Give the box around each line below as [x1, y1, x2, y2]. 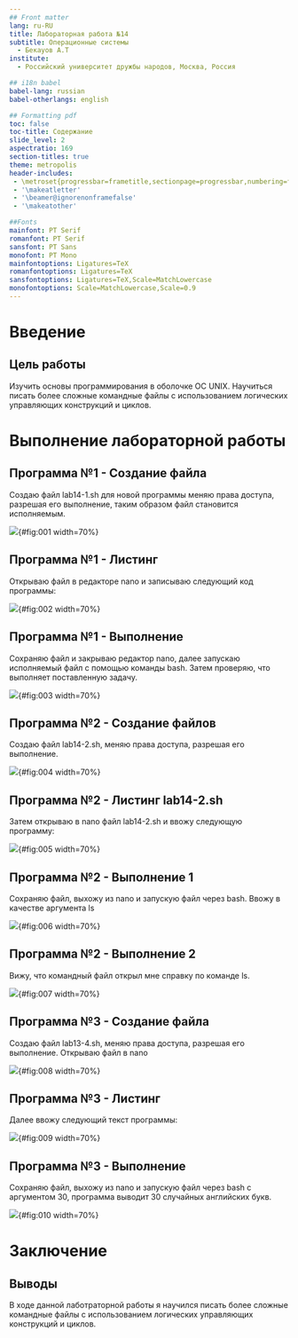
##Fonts [9, 218, 38, 227]
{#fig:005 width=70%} [18, 844, 100, 854]
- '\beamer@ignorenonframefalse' [12, 193, 137, 202]
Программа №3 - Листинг [9, 1090, 161, 1106]
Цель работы [9, 357, 86, 373]
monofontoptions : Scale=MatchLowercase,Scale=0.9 [9, 284, 197, 293]
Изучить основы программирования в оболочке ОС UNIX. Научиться [9, 381, 273, 391]
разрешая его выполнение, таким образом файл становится [9, 499, 239, 509]
